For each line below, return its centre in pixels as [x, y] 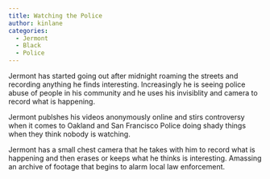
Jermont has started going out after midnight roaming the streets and [123, 76]
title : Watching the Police [56, 16]
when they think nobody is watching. [69, 134]
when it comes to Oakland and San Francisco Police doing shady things [127, 126]
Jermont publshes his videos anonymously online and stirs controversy [127, 117]
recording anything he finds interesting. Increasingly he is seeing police [127, 84]
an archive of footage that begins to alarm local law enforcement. [117, 167]
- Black [29, 46]
